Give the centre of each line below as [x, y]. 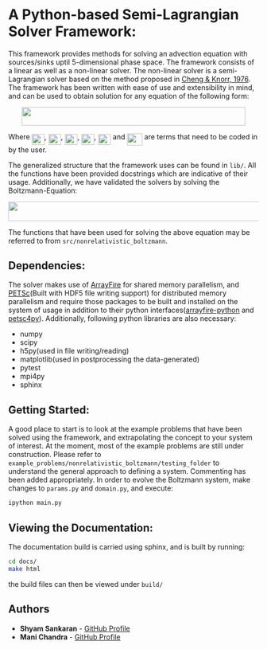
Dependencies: [47, 266]
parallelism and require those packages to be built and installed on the [123, 302]
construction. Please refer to [55, 455]
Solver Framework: [72, 31]
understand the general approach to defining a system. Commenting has [127, 471]
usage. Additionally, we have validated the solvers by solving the [114, 182]
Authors [29, 610]
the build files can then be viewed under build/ [86, 584]
